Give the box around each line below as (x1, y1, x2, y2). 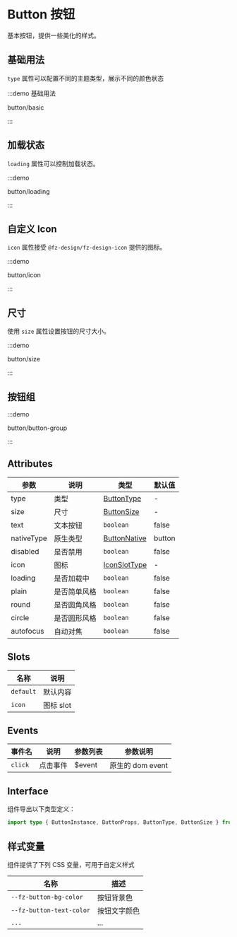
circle (11, 612, 30, 622)
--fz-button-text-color (11, 906, 91, 914)
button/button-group (7, 424, 68, 432)
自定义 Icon (7, 223, 58, 235)
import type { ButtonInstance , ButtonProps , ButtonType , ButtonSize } (7, 819, 219, 826)
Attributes (7, 458, 53, 470)
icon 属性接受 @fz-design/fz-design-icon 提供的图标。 (7, 243, 166, 252)
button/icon (7, 271, 41, 279)
